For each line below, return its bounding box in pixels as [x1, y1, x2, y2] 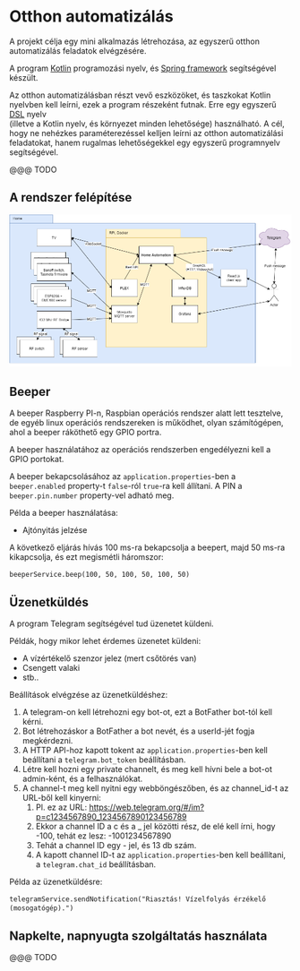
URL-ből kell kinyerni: [21, 793, 101, 803]
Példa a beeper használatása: [9, 508, 118, 519]
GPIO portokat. [9, 454, 64, 465]
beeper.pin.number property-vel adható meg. [9, 490, 175, 501]
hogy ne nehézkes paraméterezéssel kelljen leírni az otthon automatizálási [9, 127, 284, 138]
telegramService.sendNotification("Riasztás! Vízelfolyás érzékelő [9, 895, 267, 904]
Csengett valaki [21, 663, 81, 674]
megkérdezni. [21, 735, 73, 746]
